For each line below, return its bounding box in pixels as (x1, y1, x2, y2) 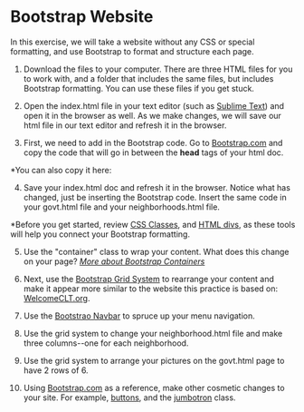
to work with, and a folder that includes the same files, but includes (23, 73, 274, 83)
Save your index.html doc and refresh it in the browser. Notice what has (23, 181, 290, 192)
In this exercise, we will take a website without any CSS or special (10, 36, 255, 47)
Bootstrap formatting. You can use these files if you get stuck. (23, 83, 254, 93)
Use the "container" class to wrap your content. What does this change (23, 246, 290, 257)
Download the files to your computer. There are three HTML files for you (23, 64, 293, 74)
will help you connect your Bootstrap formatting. (10, 229, 191, 240)
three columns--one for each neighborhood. (23, 338, 189, 348)
